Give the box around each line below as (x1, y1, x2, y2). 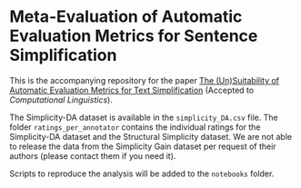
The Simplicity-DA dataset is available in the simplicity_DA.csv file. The (9, 112, 279, 123)
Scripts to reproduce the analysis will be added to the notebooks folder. (9, 168, 275, 179)
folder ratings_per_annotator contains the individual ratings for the (9, 121, 261, 133)
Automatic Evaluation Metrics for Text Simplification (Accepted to (9, 84, 255, 95)
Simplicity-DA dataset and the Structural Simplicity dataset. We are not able (9, 131, 293, 142)
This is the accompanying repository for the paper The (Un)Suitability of (9, 74, 280, 85)
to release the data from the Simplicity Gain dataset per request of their (9, 141, 276, 152)
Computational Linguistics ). (9, 94, 114, 105)
